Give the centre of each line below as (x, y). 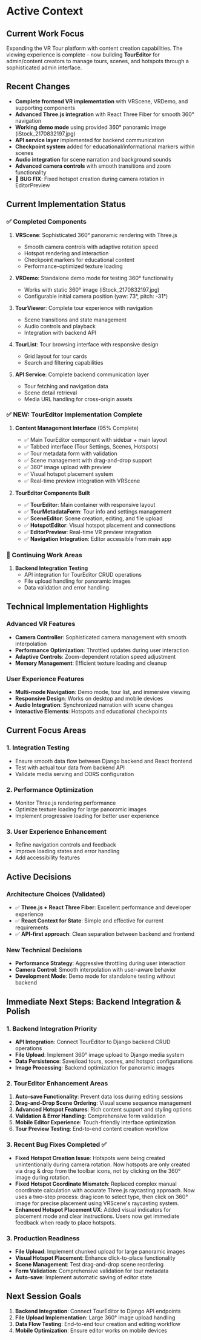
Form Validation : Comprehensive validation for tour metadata (92, 1271)
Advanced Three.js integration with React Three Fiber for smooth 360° (105, 114)
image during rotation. (43, 1177)
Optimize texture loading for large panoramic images (81, 809)
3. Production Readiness (43, 1238)
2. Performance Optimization (50, 789)
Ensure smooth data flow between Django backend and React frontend (104, 761)
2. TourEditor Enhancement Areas (57, 1083)
